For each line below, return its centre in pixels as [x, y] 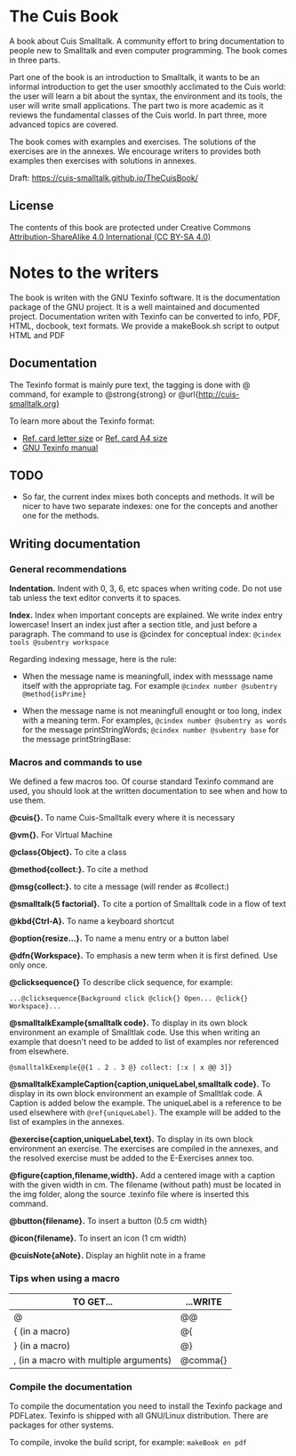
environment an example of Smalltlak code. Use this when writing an [135, 1032]
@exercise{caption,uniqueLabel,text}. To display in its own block [131, 1139]
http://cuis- [219, 394]
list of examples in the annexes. [67, 1122]
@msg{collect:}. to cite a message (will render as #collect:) [119, 886]
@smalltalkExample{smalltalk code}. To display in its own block [128, 1023]
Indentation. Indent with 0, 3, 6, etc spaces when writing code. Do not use [146, 588]
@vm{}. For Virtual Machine [61, 835]
